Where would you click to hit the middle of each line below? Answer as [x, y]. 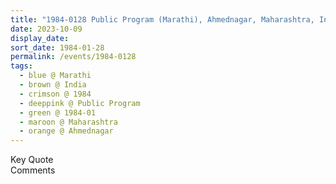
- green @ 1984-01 [58, 112]
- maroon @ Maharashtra [68, 122]
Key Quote [32, 160]
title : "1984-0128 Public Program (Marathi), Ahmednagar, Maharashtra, [162, 19]
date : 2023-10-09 [46, 29]
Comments [33, 170]
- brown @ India [53, 85]
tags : [21, 66]
